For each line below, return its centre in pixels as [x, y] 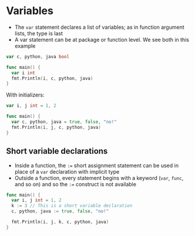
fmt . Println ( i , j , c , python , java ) [56, 127]
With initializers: [26, 95]
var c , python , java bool [38, 56]
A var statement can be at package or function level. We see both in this [102, 39]
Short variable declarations [57, 151]
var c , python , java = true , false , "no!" [64, 122]
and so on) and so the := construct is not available [75, 184]
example [25, 46]
